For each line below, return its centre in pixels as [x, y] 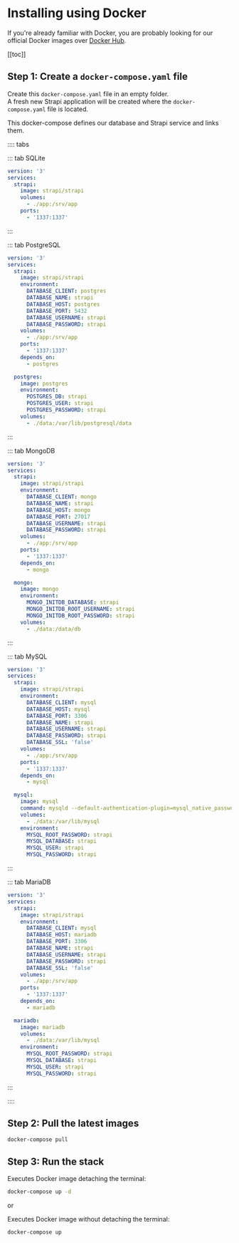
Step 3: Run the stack [56, 1161]
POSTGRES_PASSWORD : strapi [66, 410]
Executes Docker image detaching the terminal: [77, 1179]
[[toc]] [17, 54]
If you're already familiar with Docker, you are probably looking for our [110, 33]
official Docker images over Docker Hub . [67, 40]
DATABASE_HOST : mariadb [62, 935]
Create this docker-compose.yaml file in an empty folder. [88, 93]
